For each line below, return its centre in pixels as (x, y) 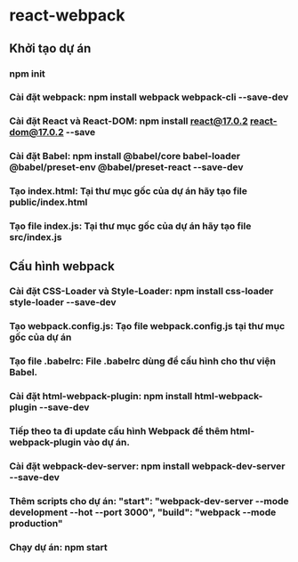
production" (36, 523)
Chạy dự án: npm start (59, 547)
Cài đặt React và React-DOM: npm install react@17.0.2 (129, 121)
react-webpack (67, 16)
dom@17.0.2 (36, 132)
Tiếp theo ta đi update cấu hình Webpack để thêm (119, 431)
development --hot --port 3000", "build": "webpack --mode (143, 512)
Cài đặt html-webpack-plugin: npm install (101, 397)
